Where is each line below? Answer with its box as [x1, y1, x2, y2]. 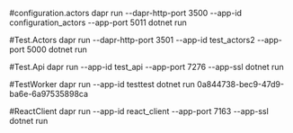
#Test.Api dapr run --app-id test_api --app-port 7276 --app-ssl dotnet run [9, 62, 285, 72]
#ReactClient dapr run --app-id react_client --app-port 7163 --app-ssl [9, 106, 270, 116]
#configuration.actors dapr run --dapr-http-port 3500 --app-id [9, 8, 243, 18]
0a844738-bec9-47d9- [197, 79, 285, 89]
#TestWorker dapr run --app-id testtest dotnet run [9, 79, 196, 89]
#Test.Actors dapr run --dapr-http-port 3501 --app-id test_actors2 [9, 35, 256, 45]
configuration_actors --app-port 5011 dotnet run [9, 17, 187, 28]
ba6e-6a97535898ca [9, 89, 88, 99]
